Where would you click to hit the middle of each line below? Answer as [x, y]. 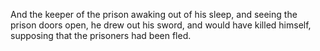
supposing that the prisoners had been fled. [101, 35]
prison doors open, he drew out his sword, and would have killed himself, [161, 25]
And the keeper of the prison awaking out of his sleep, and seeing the [154, 14]
